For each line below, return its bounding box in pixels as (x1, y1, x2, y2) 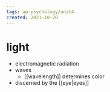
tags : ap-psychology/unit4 (6, 8, 74, 15)
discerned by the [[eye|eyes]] (15, 79, 89, 87)
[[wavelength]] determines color (24, 73, 105, 80)
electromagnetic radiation (15, 60, 80, 67)
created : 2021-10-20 (6, 14, 59, 20)
